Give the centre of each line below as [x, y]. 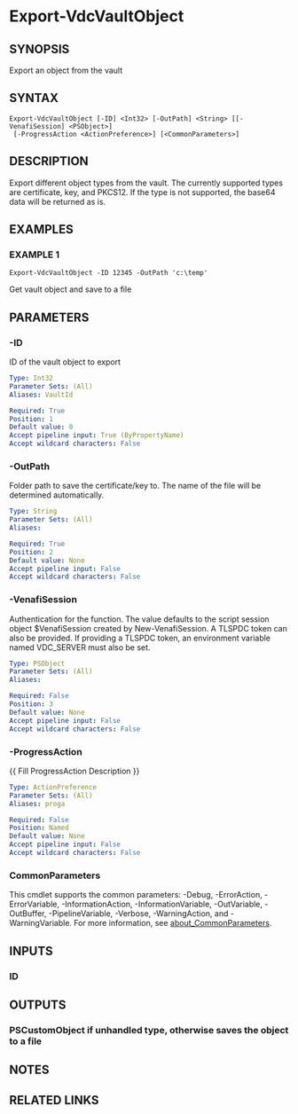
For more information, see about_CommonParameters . [173, 923]
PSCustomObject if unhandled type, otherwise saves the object [149, 1030]
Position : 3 [31, 704]
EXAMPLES [41, 229]
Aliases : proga [37, 804]
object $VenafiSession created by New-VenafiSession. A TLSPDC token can [149, 628]
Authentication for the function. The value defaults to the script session [139, 619]
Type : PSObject [37, 663]
